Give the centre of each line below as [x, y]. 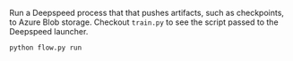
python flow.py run [46, 48]
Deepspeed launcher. [49, 31]
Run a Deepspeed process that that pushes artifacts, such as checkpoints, [147, 13]
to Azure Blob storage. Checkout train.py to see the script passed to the [144, 22]
